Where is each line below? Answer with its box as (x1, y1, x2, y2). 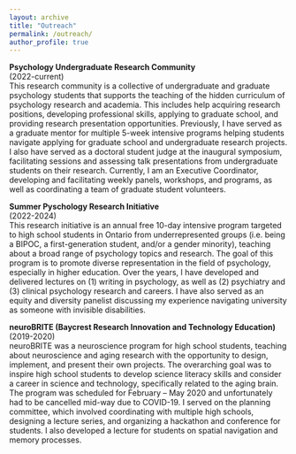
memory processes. (9, 435, 82, 445)
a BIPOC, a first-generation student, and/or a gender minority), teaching (9, 239, 271, 250)
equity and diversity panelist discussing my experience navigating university (9, 296, 287, 306)
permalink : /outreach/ (9, 29, 93, 38)
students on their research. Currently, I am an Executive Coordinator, (9, 165, 259, 176)
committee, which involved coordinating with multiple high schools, (9, 406, 254, 417)
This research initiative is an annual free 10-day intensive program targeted (9, 220, 283, 231)
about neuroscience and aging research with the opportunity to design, (9, 350, 269, 361)
